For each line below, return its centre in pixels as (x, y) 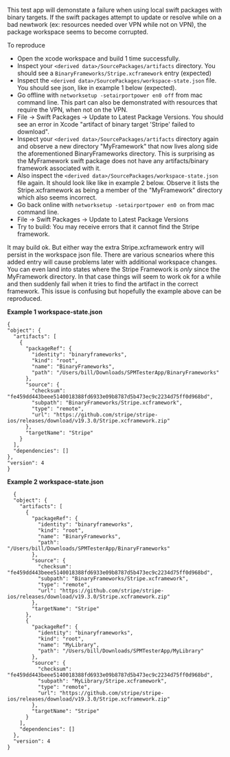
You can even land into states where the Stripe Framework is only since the (114, 269)
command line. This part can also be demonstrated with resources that (117, 102)
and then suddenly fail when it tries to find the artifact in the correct (103, 284)
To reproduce (26, 45)
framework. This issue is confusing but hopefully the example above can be (114, 291)
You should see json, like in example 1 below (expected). (97, 88)
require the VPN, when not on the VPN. (72, 110)
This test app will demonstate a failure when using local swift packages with (115, 10)
